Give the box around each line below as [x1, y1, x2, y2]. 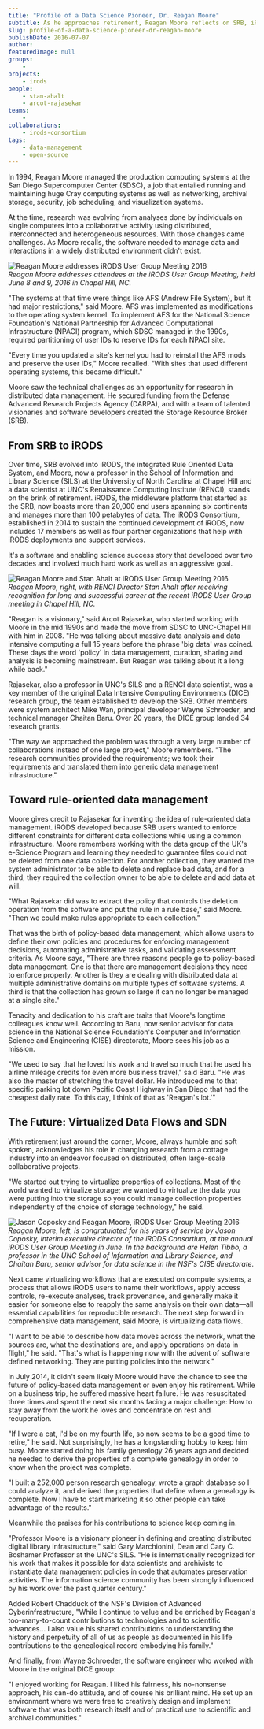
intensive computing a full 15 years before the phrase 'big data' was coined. [8, 640, 254, 649]
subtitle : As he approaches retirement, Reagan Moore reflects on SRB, [8, 19, 247, 27]
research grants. [8, 722, 61, 731]
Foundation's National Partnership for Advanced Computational [8, 318, 214, 328]
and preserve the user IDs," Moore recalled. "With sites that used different [8, 359, 248, 369]
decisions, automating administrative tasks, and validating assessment [8, 944, 236, 954]
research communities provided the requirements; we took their [8, 754, 214, 763]
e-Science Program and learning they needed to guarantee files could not [8, 848, 247, 857]
